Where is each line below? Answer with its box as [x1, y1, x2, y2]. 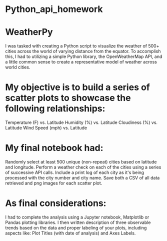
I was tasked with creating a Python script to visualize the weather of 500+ [5, 43, 159, 49]
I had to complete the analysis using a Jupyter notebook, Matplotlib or [5, 214, 149, 220]
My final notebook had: [5, 142, 103, 153]
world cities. [5, 64, 30, 70]
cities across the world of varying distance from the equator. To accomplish [5, 48, 161, 54]
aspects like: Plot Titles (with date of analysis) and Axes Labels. [5, 230, 136, 236]
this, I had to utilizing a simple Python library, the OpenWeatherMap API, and [5, 53, 162, 59]
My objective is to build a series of [5, 81, 150, 93]
